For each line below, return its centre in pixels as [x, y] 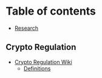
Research [26, 28]
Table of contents [51, 11]
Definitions [37, 68]
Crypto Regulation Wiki [43, 62]
